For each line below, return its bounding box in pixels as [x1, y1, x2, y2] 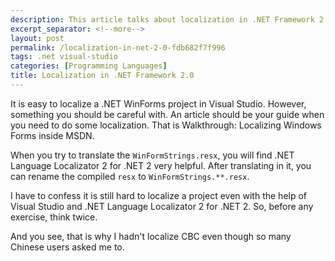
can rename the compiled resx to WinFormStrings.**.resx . [10, 170, 250, 182]
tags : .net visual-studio [10, 52, 118, 62]
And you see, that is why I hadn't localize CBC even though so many [10, 230, 292, 242]
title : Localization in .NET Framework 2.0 [10, 71, 195, 81]
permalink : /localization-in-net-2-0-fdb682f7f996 [10, 42, 226, 53]
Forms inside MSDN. [10, 129, 95, 141]
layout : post [10, 33, 65, 43]
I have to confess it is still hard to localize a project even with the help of [10, 189, 308, 201]
